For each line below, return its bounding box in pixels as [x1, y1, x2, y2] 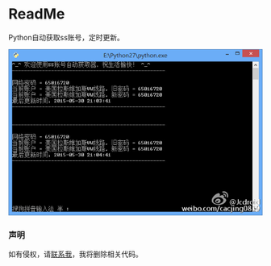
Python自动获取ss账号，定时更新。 [8, 32, 125, 42]
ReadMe [8, 5, 65, 23]
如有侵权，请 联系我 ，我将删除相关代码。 [8, 249, 143, 259]
